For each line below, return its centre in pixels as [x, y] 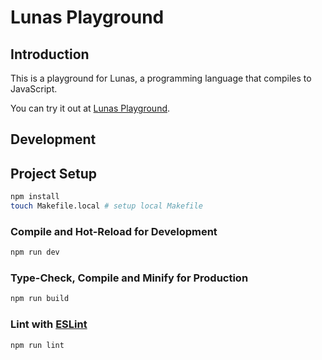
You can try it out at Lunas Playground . [90, 108]
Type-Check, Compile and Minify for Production [129, 278]
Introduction [50, 54]
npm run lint [37, 345]
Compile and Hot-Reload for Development [114, 231]
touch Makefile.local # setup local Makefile [106, 206]
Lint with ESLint [49, 324]
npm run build [40, 299]
